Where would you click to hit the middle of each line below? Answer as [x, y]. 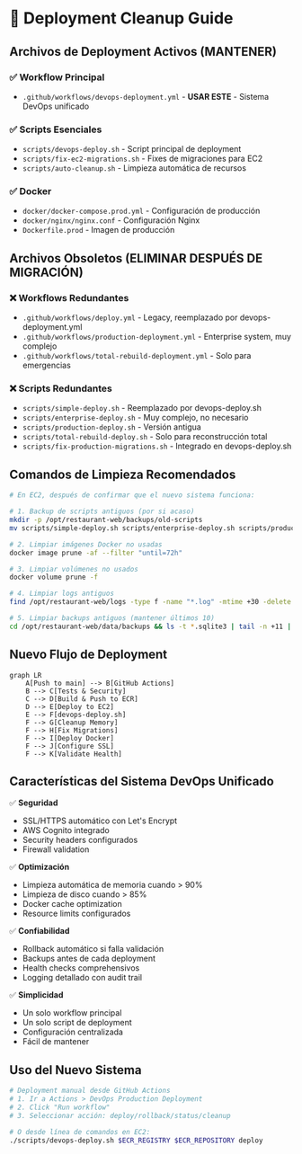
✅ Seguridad [34, 803]
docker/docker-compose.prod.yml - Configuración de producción [141, 211]
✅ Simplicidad [36, 995]
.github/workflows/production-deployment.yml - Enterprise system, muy [157, 337]
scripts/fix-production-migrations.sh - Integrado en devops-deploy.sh [157, 446]
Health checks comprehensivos [81, 968]
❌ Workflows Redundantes [69, 297]
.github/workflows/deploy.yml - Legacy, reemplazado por [130, 317]
